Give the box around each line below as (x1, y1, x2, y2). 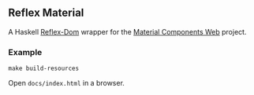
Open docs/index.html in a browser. (8, 79, 125, 88)
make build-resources (8, 64, 80, 73)
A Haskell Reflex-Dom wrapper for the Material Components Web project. (8, 27, 247, 36)
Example (8, 46, 43, 57)
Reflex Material (8, 6, 84, 20)
